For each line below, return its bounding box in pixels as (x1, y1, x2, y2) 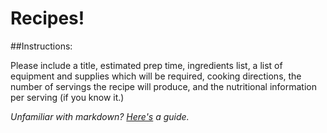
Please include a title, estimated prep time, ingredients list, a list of (10, 59, 283, 71)
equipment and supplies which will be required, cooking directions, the (10, 70, 302, 82)
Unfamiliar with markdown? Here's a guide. (10, 110, 190, 122)
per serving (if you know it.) (10, 91, 125, 103)
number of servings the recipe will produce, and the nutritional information (10, 80, 317, 92)
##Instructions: (10, 40, 73, 52)
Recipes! (10, 7, 85, 30)
